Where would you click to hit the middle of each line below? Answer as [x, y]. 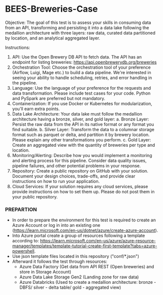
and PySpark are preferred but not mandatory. [59, 98]
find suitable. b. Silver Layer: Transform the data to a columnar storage [83, 129]
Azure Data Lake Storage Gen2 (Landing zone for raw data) [79, 277]
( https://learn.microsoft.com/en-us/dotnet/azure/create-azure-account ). [85, 231]
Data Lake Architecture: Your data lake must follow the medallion [77, 114]
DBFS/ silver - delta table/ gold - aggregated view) [70, 287]
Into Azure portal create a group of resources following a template [79, 236]
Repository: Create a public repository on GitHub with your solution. [80, 171]
